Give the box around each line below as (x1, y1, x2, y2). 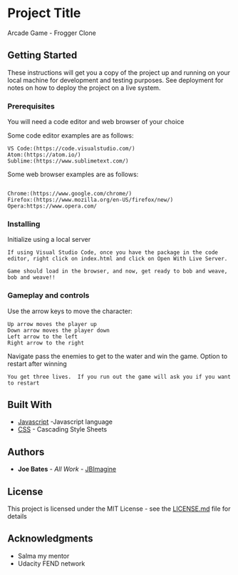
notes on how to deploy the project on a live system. (7, 83, 161, 92)
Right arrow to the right (7, 339, 84, 347)
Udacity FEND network (17, 559, 86, 568)
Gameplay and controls (7, 290, 90, 300)
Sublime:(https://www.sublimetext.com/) (7, 158, 130, 165)
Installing (7, 219, 41, 229)
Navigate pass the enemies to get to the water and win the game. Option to (7, 352, 228, 360)
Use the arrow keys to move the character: (7, 307, 133, 315)
